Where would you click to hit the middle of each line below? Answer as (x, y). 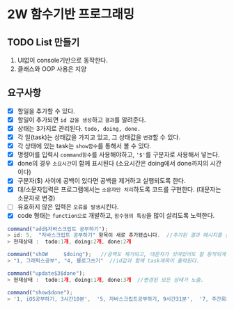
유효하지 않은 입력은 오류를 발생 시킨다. (68, 207)
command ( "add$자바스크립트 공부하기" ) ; (58, 229)
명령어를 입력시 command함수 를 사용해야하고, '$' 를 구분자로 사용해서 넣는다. (118, 154)
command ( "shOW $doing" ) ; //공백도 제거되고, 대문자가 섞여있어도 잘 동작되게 (117, 255)
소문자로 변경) (36, 198)
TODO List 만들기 (44, 42)
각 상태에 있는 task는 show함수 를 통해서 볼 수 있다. (84, 146)
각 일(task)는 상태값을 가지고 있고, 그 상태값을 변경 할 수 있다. (99, 137)
